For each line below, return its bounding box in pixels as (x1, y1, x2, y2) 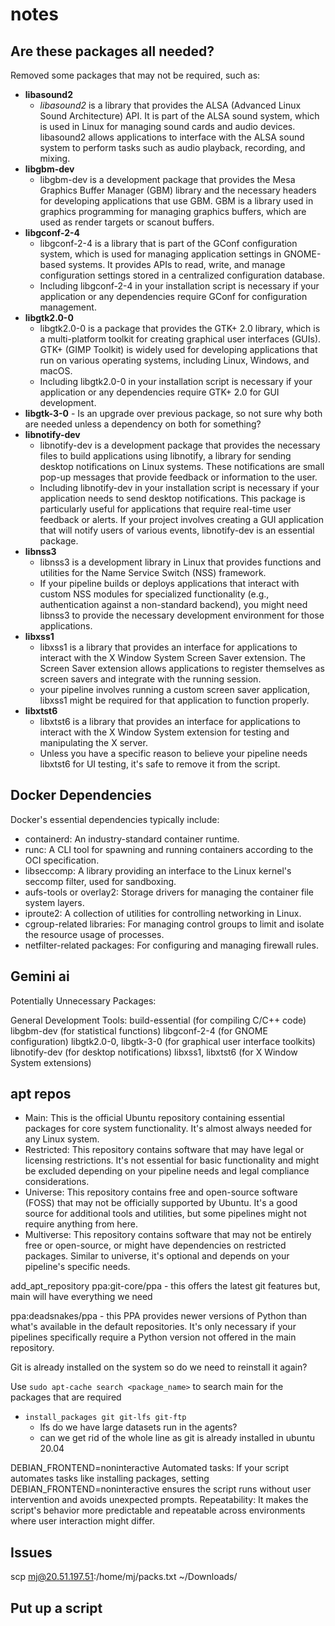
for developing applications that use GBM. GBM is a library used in (39, 195, 314, 207)
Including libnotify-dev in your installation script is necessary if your (39, 482, 320, 493)
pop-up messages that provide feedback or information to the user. (39, 471, 318, 483)
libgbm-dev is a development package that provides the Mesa (39, 174, 296, 185)
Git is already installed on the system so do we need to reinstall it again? (10, 1361, 308, 1373)
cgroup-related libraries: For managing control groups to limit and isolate (24, 918, 325, 930)
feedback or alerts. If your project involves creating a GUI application (39, 514, 324, 525)
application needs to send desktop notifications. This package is (39, 493, 306, 504)
